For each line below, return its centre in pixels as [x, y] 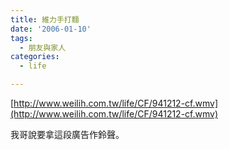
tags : [21, 38]
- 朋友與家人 [43, 47]
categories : [35, 57]
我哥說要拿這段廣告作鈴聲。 [67, 134]
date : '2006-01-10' [51, 29]
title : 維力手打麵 [45, 19]
